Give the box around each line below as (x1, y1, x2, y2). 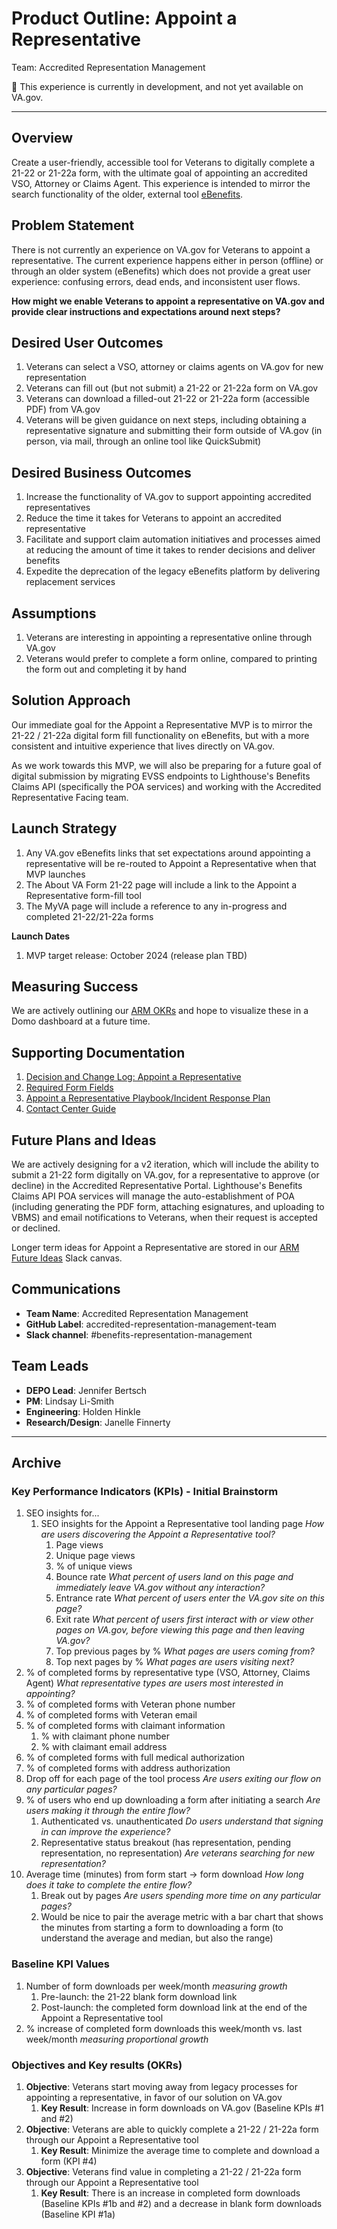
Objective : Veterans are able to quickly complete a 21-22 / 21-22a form (25, 2123, 319, 2135)
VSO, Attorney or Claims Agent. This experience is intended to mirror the (11, 177, 311, 189)
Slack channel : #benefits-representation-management (25, 1328, 253, 1341)
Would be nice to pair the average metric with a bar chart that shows (40, 1911, 324, 1923)
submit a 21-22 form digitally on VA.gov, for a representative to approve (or (11, 1169, 320, 1181)
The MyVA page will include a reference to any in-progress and (25, 900, 288, 912)
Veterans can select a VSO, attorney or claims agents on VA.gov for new (25, 361, 324, 373)
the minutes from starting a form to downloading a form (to (40, 1922, 284, 1934)
